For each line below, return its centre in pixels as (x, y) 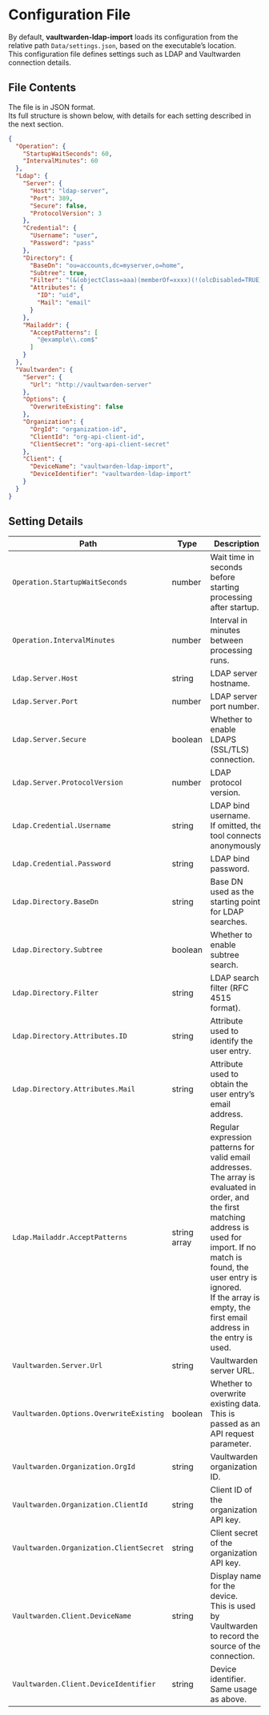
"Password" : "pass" (62, 243)
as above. (228, 1699)
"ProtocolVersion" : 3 (66, 213)
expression (231, 1137)
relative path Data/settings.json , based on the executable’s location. (122, 45)
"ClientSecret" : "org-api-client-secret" (100, 444)
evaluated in (233, 1188)
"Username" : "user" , (64, 236)
